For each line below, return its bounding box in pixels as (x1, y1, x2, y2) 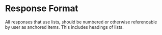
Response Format (5, 3, 79, 14)
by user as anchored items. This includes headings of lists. (5, 24, 124, 30)
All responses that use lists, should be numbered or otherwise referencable (5, 19, 157, 25)
